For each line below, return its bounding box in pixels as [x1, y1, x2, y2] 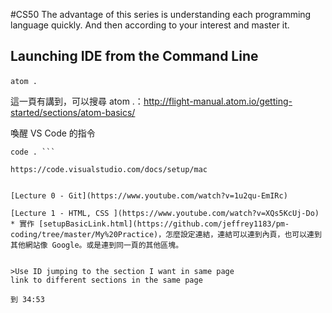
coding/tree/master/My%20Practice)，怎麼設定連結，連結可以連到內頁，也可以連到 [10, 229, 322, 239]
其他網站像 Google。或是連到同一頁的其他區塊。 [10, 240, 184, 250]
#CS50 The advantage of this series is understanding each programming [10, 9, 312, 20]
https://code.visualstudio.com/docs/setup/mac [10, 164, 208, 174]
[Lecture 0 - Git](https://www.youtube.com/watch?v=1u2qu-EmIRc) [10, 190, 288, 201]
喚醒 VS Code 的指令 [10, 127, 96, 139]
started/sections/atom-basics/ [10, 106, 136, 118]
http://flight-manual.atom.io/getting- [143, 95, 293, 107]
